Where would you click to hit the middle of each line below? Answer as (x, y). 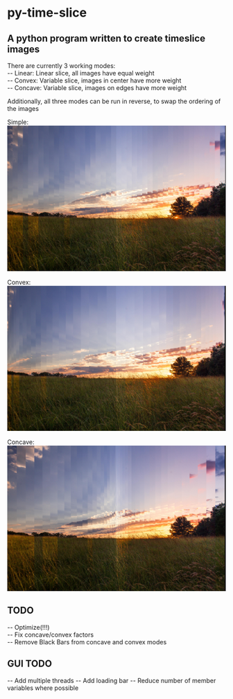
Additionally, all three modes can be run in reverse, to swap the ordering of (114, 101)
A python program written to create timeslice (106, 38)
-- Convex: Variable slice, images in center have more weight (94, 80)
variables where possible (43, 688)
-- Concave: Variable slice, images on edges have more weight (97, 88)
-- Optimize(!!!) (28, 627)
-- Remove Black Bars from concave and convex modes (87, 642)
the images (23, 108)
